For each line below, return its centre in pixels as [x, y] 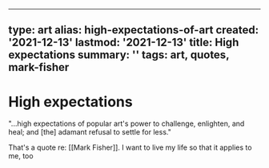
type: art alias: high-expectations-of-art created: [134, 30]
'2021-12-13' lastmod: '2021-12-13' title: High [124, 43]
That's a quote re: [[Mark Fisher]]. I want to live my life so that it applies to [130, 147]
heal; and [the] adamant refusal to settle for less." [90, 132]
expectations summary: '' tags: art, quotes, [119, 55]
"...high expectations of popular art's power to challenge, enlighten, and [126, 123]
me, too [21, 156]
